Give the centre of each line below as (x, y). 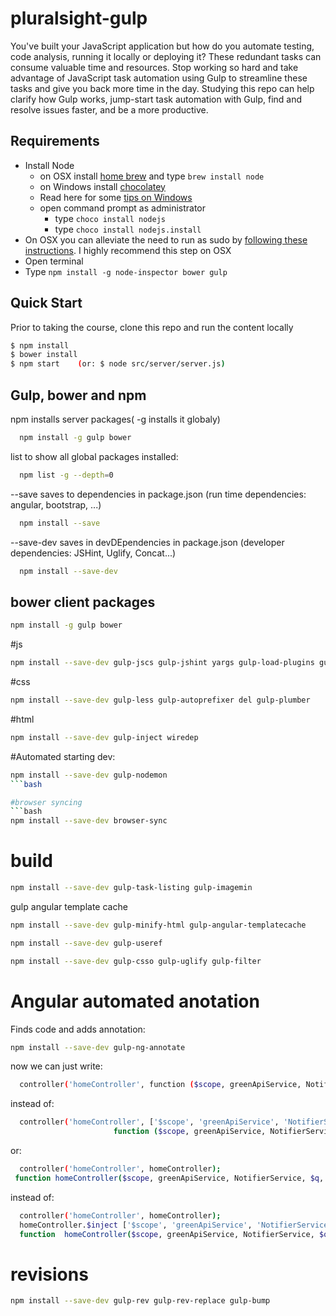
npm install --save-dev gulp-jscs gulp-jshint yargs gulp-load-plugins (162, 663)
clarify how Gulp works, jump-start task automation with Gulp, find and (156, 99)
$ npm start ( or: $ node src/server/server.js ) (118, 364)
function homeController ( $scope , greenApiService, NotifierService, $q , (169, 1178)
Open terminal (54, 261)
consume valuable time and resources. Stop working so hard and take (154, 67)
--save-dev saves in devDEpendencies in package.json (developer (147, 542)
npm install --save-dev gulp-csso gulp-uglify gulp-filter (136, 961)
